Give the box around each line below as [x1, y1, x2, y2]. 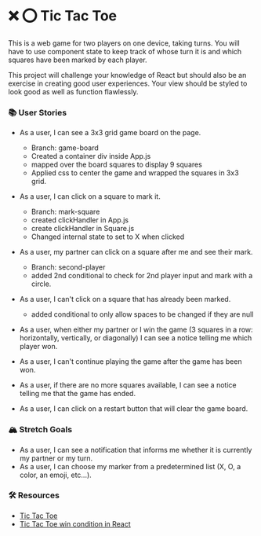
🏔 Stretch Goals [8, 424, 73, 435]
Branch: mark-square [31, 207, 100, 217]
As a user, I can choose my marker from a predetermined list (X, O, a [19, 461, 241, 471]
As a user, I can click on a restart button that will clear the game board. [19, 404, 248, 413]
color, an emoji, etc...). [19, 470, 92, 479]
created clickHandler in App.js [31, 215, 129, 225]
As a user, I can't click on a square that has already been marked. [19, 295, 231, 304]
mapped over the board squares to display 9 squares [31, 160, 202, 170]
